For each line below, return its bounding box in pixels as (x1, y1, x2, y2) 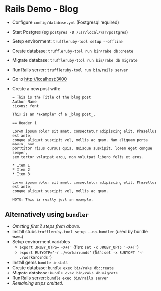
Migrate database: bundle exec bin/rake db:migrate (12, 270, 118, 275)
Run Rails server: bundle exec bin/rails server (12, 275, 109, 281)
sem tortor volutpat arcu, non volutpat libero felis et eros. (12, 154, 144, 159)
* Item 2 (12, 167, 30, 172)
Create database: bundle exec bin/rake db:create (12, 264, 114, 271)
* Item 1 (12, 163, 30, 168)
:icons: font (12, 103, 39, 108)
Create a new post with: (12, 85, 60, 91)
